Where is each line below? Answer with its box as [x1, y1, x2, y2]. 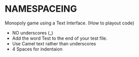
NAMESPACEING [5, 3, 77, 15]
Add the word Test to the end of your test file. [12, 35, 108, 41]
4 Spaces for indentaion [12, 46, 63, 52]
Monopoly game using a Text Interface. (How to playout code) [5, 20, 135, 26]
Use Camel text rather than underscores [12, 40, 96, 46]
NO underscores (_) [12, 30, 54, 36]
